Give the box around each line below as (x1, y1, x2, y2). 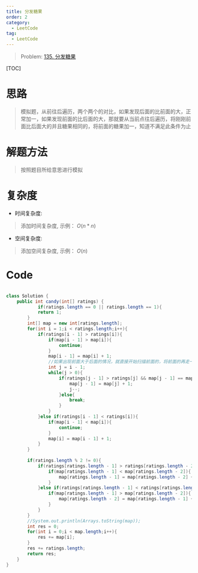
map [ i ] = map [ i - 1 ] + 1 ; (48, 436, 112, 441)
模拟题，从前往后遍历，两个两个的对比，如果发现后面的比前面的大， (20, 107, 186, 115)
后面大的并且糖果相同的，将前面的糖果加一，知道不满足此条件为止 (31, 122, 192, 130)
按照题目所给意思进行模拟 (20, 166, 83, 173)
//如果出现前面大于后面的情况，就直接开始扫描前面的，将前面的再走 (48, 359, 190, 365)
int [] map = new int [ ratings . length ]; (27, 320, 123, 326)
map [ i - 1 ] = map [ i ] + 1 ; (48, 353, 112, 359)
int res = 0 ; (27, 523, 60, 529)
